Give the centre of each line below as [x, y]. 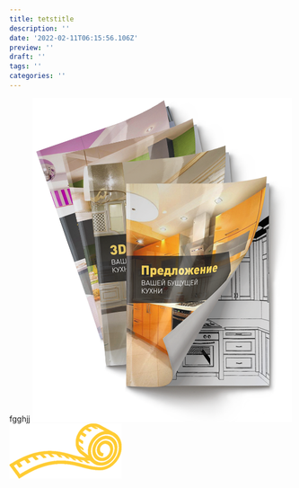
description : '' [40, 28]
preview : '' [31, 48]
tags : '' [26, 67]
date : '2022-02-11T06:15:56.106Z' [74, 38]
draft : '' [28, 57]
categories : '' [38, 76]
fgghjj [20, 419]
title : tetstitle [42, 19]
